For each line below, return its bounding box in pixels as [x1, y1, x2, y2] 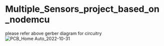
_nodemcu [5, 14, 50, 25]
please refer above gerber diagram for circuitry [5, 30, 102, 36]
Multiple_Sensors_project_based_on [5, 3, 160, 15]
